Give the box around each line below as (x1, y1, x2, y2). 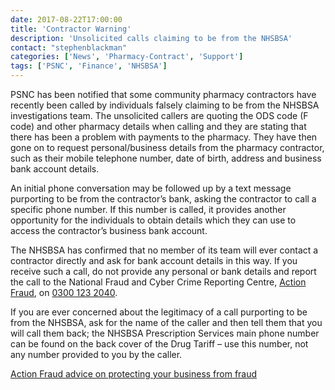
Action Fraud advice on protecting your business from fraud (10, 368, 258, 380)
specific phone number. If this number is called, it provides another (10, 204, 287, 215)
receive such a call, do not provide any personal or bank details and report (10, 266, 317, 277)
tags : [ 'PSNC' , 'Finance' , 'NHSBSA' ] (10, 61, 168, 71)
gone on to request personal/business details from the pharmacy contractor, (10, 142, 325, 153)
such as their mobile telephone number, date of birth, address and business (10, 152, 322, 164)
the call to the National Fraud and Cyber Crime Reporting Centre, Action (10, 276, 307, 288)
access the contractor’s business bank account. (10, 225, 208, 236)
